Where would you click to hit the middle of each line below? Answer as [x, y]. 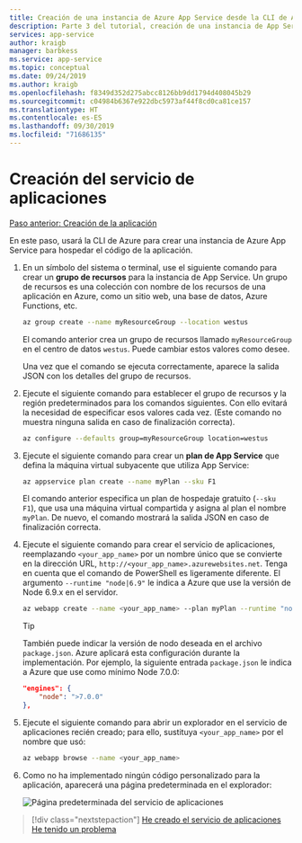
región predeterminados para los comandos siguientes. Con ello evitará [155, 403]
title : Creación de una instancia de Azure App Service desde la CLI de [148, 18]
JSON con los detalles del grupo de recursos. [107, 376]
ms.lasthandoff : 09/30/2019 [62, 127]
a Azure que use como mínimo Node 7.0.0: [101, 672]
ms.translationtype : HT [54, 110]
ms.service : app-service [56, 59]
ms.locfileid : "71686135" [58, 135]
